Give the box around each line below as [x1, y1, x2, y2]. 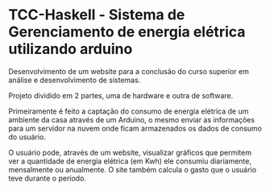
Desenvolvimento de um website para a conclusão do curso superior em [8, 66, 250, 76]
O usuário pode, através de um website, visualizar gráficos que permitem [8, 147, 252, 157]
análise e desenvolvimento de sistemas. [8, 75, 141, 85]
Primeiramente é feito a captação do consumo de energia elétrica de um [8, 106, 249, 116]
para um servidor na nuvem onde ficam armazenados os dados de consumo [8, 123, 262, 133]
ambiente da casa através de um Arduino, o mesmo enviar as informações [8, 114, 255, 124]
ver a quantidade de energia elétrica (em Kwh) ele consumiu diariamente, [8, 156, 252, 166]
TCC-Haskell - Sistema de [8, 6, 185, 24]
